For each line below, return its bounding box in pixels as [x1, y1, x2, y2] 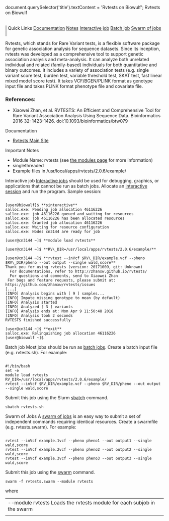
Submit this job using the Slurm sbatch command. [5, 395, 109, 401]
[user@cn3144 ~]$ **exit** [5, 326, 62, 331]
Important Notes [5, 148, 39, 154]
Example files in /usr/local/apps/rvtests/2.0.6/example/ [12, 168, 127, 174]
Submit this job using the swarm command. [5, 469, 95, 476]
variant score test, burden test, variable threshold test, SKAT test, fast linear [5, 73, 162, 78]
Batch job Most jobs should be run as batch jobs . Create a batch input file [5, 344, 157, 350]
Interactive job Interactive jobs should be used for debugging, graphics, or [5, 178, 159, 184]
